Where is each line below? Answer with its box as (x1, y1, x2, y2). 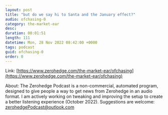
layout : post (5, 7, 33, 13)
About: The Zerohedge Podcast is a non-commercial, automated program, (5, 83, 158, 89)
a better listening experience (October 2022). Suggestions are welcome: (5, 99, 155, 105)
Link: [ (5, 68, 19, 74)
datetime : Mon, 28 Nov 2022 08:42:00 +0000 (5, 40, 98, 45)
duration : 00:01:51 (5, 31, 46, 36)
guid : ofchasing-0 (5, 49, 44, 54)
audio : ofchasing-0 (5, 17, 46, 22)
